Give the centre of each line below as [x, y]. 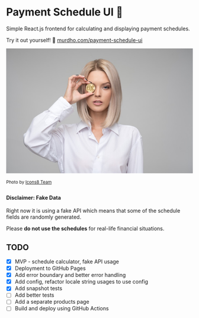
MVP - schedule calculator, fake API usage [67, 262]
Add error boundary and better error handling [70, 275]
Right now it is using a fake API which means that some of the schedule [93, 211]
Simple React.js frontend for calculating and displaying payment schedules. [98, 29]
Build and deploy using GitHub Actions [62, 308]
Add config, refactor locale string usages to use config [81, 282]
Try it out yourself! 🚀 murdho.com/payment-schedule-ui [74, 40]
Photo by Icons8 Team [29, 182]
